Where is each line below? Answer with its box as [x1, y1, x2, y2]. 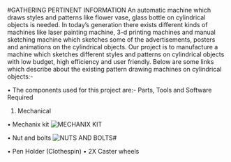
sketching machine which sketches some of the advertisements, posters [7, 35, 216, 44]
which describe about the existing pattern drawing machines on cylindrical [7, 65, 222, 73]
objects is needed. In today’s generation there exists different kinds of [7, 21, 208, 29]
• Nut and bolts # [7, 133, 117, 142]
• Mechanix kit [7, 120, 50, 128]
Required [7, 93, 33, 102]
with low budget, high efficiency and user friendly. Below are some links [7, 58, 214, 65]
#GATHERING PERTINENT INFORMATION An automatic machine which [7, 6, 211, 14]
